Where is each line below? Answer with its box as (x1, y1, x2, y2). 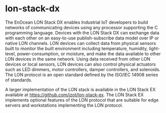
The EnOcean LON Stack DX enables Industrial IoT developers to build (5, 19, 149, 25)
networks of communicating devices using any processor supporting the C (5, 24, 158, 30)
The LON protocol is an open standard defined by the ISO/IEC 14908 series (5, 72, 159, 77)
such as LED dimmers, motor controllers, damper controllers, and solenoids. (5, 66, 161, 72)
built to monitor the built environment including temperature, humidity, (5, 45, 148, 51)
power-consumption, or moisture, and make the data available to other (17, 50, 161, 57)
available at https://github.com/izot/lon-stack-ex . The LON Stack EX (5, 92, 144, 98)
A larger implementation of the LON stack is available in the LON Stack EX (5, 86, 156, 92)
